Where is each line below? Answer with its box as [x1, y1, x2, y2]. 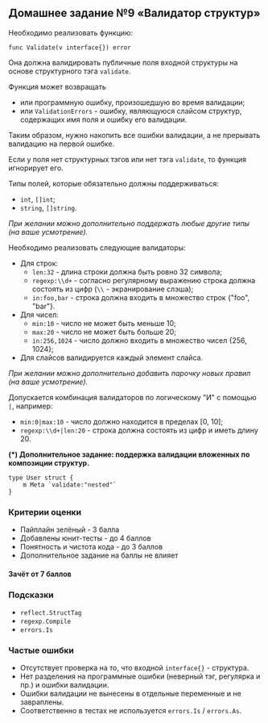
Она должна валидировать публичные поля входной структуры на [8, 57, 238, 67]
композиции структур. [8, 458, 90, 467]
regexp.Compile [19, 617, 72, 625]
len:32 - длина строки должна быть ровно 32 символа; [31, 266, 223, 277]
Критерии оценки [8, 506, 82, 517]
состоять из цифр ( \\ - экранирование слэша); [31, 284, 194, 294]
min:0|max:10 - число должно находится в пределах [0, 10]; [19, 416, 224, 426]
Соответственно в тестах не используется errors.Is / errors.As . [19, 706, 242, 716]
